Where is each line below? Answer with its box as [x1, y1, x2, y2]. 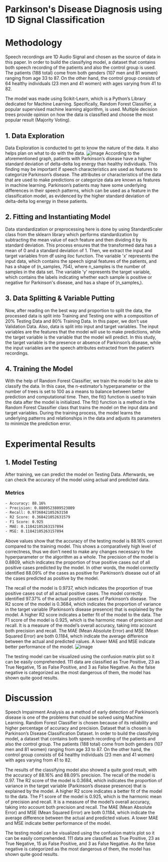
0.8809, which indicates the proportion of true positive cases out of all [5, 559, 150, 565]
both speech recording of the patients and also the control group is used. [5, 64, 156, 71]
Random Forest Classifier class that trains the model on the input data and [5, 404, 157, 410]
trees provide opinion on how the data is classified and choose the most [5, 112, 153, 118]
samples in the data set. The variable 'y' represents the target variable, [5, 269, 151, 275]
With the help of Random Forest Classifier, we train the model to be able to [5, 378, 158, 384]
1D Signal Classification [5, 14, 105, 26]
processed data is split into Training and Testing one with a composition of [5, 312, 158, 318]
